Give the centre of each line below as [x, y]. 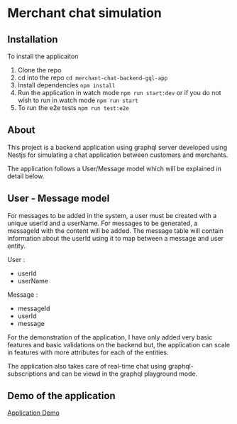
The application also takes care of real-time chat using [87, 366]
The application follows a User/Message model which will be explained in [115, 168]
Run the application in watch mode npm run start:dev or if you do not [119, 93]
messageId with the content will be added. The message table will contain [115, 230]
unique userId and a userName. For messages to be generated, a [103, 223]
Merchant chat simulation [84, 13]
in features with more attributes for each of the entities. [88, 352]
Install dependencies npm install [66, 85]
